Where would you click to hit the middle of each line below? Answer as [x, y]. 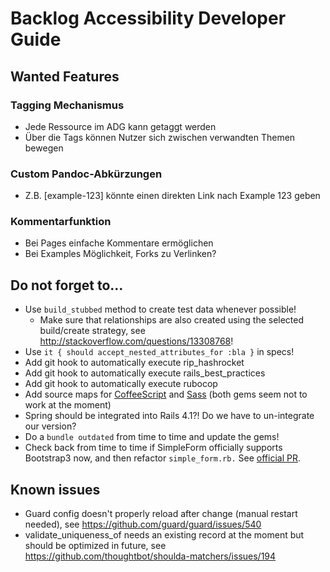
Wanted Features [65, 76]
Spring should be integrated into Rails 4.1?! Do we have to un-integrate [169, 416]
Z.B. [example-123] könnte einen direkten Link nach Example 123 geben [172, 196]
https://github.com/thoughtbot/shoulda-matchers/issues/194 [150, 556]
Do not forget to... [67, 285]
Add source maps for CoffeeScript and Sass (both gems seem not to [166, 394]
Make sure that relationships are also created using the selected [172, 320]
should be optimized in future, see [95, 546]
